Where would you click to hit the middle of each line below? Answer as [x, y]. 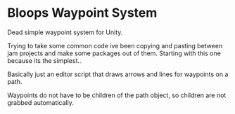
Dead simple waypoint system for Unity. [65, 32]
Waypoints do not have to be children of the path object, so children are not [117, 95]
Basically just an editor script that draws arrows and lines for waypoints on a [118, 74]
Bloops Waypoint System [82, 13]
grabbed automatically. [40, 102]
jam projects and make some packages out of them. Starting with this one [114, 53]
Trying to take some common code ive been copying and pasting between [115, 45]
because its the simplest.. [44, 60]
